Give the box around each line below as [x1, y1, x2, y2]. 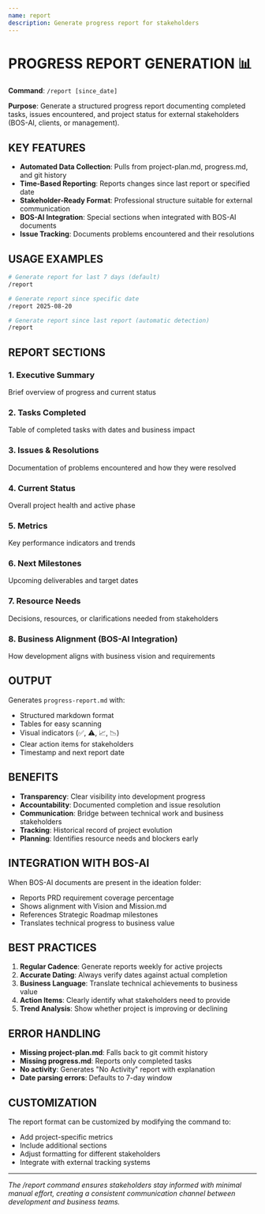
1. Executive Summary [8, 369, 95, 380]
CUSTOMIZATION [8, 1096, 97, 1110]
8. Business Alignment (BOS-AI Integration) [8, 633, 178, 645]
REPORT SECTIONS [8, 346, 106, 359]
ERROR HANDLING [8, 1027, 101, 1040]
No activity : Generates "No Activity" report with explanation [19, 1065, 215, 1074]
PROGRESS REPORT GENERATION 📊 [8, 55, 252, 72]
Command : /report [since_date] [8, 86, 118, 96]
